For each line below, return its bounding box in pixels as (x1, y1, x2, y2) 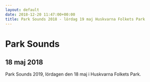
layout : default (5, 7, 39, 12)
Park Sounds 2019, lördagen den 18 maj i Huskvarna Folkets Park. (5, 71, 141, 77)
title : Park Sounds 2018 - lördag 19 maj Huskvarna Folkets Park (5, 16, 145, 21)
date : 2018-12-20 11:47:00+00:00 (5, 12, 76, 17)
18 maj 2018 (5, 58, 43, 66)
